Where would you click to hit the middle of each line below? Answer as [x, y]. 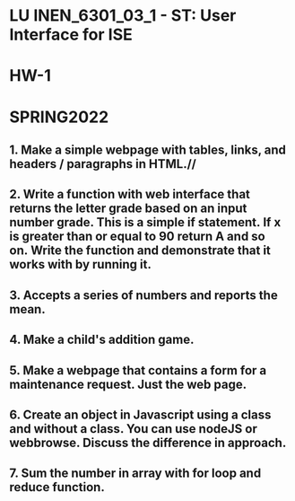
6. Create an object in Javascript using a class [140, 414]
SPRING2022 [59, 117]
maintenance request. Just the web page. [128, 384]
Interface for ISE [71, 35]
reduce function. [57, 487]
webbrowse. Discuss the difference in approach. [148, 442]
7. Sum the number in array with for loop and [135, 474]
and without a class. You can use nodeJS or [133, 429]
